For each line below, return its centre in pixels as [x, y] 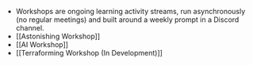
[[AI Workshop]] [42, 45]
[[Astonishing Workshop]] [58, 36]
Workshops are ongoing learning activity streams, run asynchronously [130, 11]
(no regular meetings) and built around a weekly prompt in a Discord [127, 20]
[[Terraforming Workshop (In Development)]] [89, 53]
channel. [30, 28]
